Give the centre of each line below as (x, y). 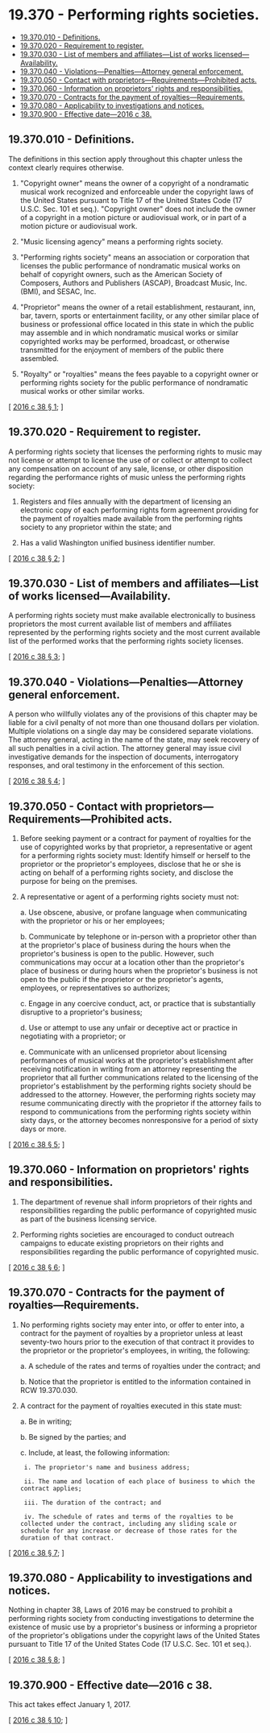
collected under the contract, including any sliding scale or (129, 1524)
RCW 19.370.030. (49, 1390)
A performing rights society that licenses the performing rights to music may (135, 451)
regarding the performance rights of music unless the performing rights (127, 477)
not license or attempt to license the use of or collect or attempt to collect (130, 460)
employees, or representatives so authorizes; (95, 988)
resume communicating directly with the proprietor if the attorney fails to (141, 1103)
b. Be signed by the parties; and (73, 1437)
